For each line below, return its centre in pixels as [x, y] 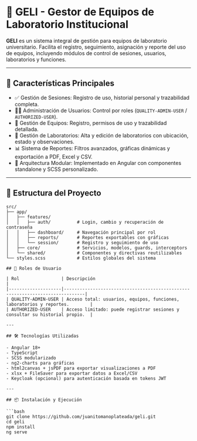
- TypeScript [22, 353]
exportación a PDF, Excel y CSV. [53, 156]
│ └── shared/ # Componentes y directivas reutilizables [94, 253]
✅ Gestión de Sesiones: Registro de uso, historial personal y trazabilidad [102, 97]
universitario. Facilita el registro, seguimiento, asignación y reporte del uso [96, 47]
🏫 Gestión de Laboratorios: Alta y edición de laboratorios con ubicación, [101, 135]
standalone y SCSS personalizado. [56, 169]
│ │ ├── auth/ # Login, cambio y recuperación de [85, 222]
